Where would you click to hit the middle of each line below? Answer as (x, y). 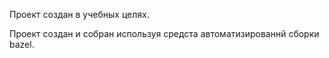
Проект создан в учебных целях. (79, 14)
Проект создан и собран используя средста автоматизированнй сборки (164, 33)
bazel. (22, 44)
